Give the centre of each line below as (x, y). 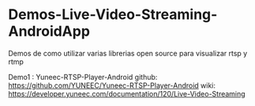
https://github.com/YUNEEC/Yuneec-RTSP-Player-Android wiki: (112, 85)
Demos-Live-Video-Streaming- (113, 15)
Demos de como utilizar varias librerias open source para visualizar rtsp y (128, 53)
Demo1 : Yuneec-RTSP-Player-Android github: (83, 77)
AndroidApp (49, 31)
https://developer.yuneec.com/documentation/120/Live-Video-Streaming (127, 93)
